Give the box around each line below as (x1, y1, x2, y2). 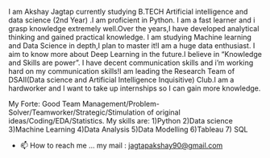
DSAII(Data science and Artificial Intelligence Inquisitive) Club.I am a (8, 75, 235, 84)
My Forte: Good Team (8, 99, 81, 108)
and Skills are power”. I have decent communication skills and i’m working (8, 58, 254, 67)
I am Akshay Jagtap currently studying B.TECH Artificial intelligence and (8, 7, 248, 16)
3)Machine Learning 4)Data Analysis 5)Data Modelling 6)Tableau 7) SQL (8, 124, 248, 134)
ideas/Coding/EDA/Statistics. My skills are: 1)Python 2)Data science (8, 116, 234, 125)
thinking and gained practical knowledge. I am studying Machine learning (8, 32, 252, 42)
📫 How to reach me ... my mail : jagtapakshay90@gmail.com (19, 140, 223, 150)
